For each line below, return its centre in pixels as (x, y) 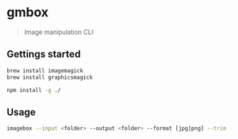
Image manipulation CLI (59, 32)
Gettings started (44, 54)
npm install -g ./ (34, 90)
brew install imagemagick (45, 71)
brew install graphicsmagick (50, 77)
